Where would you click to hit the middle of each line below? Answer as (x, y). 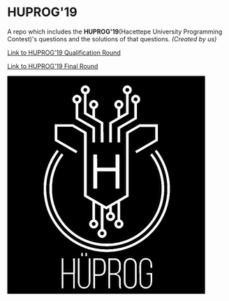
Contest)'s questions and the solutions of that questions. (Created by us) (112, 38)
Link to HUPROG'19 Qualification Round (64, 52)
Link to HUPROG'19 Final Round (53, 66)
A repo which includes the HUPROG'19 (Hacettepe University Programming (115, 31)
